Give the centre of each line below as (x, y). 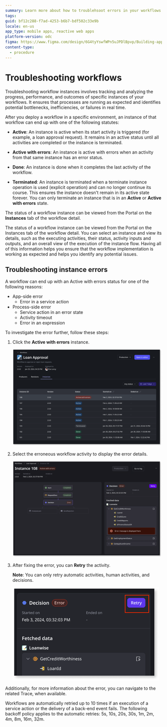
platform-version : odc (29, 37)
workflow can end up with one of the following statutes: (62, 122)
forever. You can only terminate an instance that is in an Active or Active (87, 198)
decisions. (23, 580)
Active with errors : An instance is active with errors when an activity (83, 152)
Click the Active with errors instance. (51, 342)
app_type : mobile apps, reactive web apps (50, 32)
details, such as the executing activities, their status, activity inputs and (78, 238)
